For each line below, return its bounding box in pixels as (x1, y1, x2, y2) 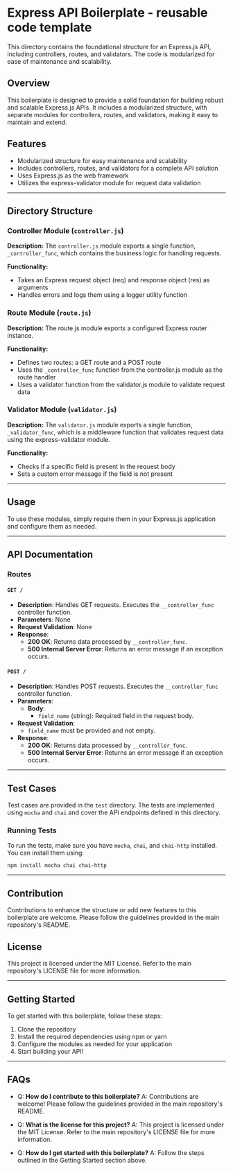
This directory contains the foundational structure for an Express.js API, (7, 42, 212, 51)
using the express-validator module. (7, 435, 111, 443)
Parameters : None (17, 615, 71, 624)
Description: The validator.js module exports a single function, (7, 420, 193, 429)
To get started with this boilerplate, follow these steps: (7, 1011, 163, 1020)
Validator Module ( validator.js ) (7, 404, 117, 414)
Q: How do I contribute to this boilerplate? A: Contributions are (17, 1092, 199, 1100)
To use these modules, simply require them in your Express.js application (7, 515, 216, 523)
